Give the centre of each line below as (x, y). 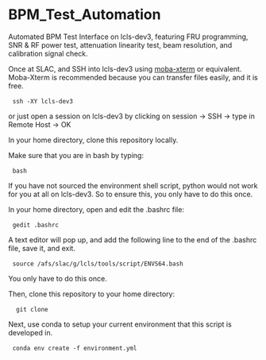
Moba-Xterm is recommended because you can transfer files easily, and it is (133, 77)
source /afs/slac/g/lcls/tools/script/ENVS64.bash (98, 264)
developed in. (31, 332)
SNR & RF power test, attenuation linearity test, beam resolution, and (120, 45)
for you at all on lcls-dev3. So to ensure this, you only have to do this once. (131, 194)
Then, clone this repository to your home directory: (92, 294)
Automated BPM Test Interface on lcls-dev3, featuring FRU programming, (128, 37)
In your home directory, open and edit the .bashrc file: (96, 209)
